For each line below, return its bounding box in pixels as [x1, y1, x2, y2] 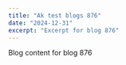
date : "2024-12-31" [8, 19, 73, 27]
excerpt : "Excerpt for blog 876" [8, 26, 120, 34]
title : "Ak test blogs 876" [8, 11, 102, 20]
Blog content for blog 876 [8, 48, 93, 58]
